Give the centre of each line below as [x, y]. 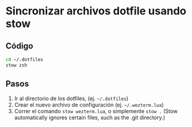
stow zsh [16, 65]
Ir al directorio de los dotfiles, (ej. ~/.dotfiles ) [71, 98]
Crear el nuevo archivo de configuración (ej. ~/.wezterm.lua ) [89, 105]
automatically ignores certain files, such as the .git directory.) [90, 117]
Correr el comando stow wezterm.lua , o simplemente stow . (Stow [96, 111]
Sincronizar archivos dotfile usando [96, 11]
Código [19, 46]
